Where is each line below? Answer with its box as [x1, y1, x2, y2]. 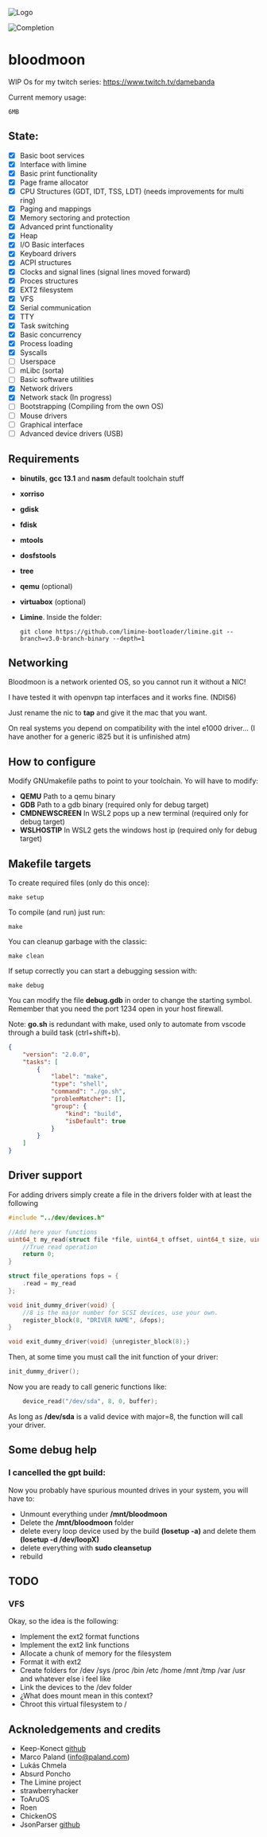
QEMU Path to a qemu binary [19, 792, 116, 801]
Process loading [19, 339, 73, 348]
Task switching [19, 321, 69, 330]
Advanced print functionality [19, 222, 114, 232]
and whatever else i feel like [19, 1674, 111, 1683]
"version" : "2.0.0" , [22, 1051, 91, 1059]
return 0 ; [22, 1250, 56, 1258]
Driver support [8, 1168, 83, 1182]
